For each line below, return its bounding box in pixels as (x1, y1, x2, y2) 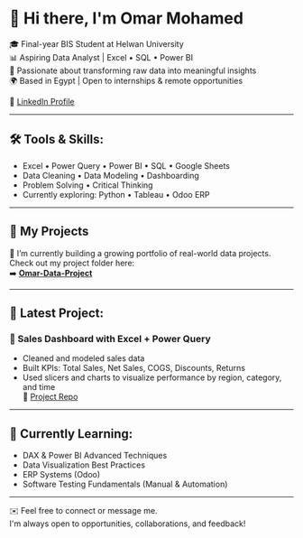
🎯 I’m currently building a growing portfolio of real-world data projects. (9, 247, 271, 258)
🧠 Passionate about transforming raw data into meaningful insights (9, 65, 257, 76)
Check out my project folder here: (9, 257, 135, 268)
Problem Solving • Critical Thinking (22, 180, 153, 190)
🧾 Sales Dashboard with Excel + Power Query (9, 332, 211, 345)
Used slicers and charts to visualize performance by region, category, (22, 372, 282, 383)
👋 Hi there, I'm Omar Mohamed (9, 8, 243, 29)
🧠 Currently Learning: (9, 426, 133, 441)
